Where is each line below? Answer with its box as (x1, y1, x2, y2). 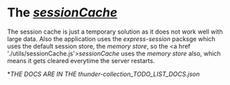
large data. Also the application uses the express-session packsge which (7, 34, 216, 42)
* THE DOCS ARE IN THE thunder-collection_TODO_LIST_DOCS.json (7, 70, 200, 78)
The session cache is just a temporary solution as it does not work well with (7, 27, 223, 36)
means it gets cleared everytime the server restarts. (7, 56, 155, 64)
